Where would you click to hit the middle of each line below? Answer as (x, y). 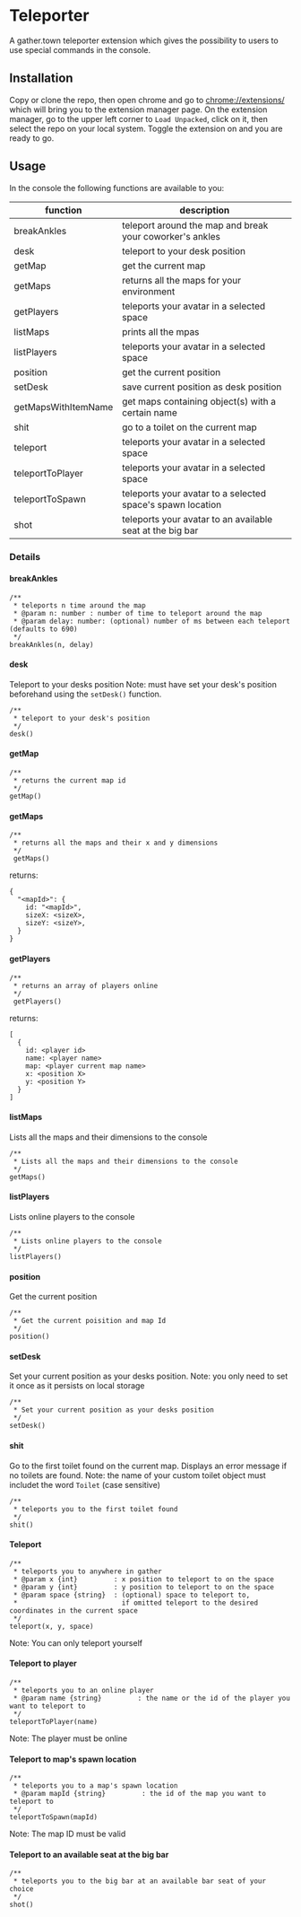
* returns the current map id (69, 781)
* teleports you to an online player (83, 1690)
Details (25, 557)
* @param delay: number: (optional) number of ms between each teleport (152, 621)
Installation (41, 79)
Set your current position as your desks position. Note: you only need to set (149, 1376)
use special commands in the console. (80, 49)
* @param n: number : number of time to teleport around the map (138, 613)
